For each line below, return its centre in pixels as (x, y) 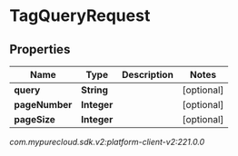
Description (148, 75)
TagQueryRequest (80, 16)
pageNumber (43, 105)
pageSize (35, 119)
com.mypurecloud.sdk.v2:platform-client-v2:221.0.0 (107, 142)
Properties (40, 49)
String (95, 90)
